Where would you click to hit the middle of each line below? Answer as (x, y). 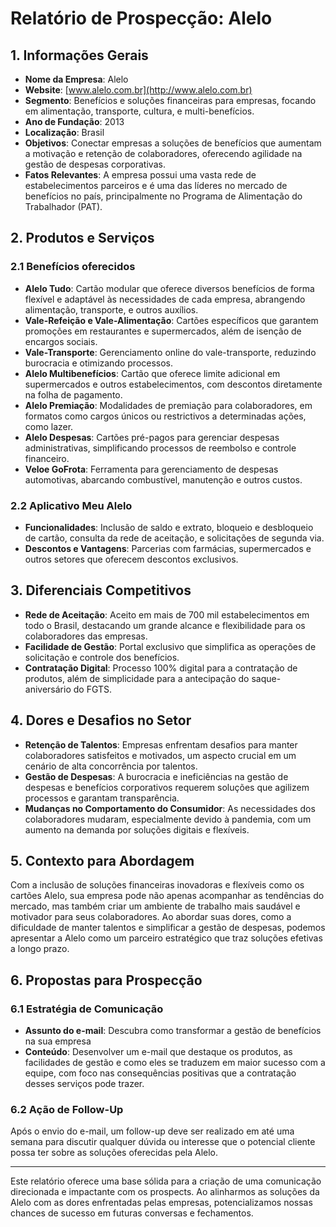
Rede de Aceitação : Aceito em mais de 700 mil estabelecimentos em (167, 614)
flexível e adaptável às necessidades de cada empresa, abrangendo (165, 299)
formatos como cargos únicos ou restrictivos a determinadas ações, (165, 416)
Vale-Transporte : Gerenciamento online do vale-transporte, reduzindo (170, 352)
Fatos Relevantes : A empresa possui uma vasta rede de (140, 175)
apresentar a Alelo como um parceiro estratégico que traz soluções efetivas (166, 938)
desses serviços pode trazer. (84, 1084)
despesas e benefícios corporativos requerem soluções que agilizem (167, 787)
